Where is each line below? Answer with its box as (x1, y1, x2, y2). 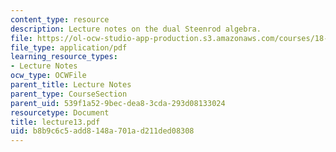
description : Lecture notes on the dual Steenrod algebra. (10, 24, 262, 34)
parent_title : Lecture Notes (10, 80, 132, 90)
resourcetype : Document (10, 107, 110, 118)
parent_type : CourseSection (10, 89, 128, 99)
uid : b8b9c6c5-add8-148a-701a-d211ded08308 (10, 126, 195, 136)
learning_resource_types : (10, 52, 118, 62)
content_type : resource (10, 14, 110, 25)
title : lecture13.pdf (10, 117, 101, 127)
